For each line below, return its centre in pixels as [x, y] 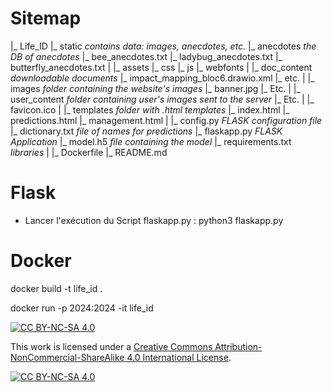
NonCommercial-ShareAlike [67, 357]
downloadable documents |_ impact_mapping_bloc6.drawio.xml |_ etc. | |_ [162, 78]
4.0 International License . [179, 357]
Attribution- [238, 346]
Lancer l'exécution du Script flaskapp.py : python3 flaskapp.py [154, 220]
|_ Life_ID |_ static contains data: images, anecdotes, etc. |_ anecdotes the [163, 46]
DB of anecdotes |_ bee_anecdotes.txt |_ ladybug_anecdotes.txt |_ [146, 56]
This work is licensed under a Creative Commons [111, 346]
